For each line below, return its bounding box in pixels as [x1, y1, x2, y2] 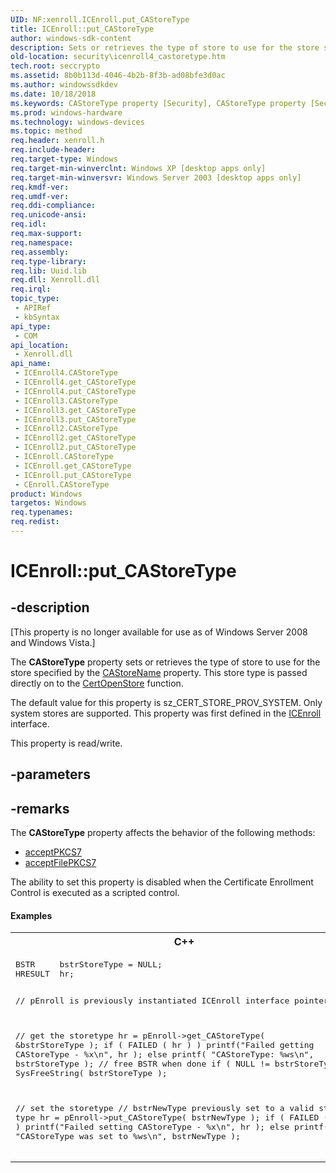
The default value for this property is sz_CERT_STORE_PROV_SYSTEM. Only [10, 696, 323, 708]
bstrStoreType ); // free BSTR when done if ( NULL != [15, 1059, 270, 1070]
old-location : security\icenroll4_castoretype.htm [10, 52, 226, 62]
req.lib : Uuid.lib [10, 266, 87, 276]
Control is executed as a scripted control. [10, 887, 180, 899]
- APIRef [14, 303, 52, 313]
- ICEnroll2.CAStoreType [14, 424, 118, 434]
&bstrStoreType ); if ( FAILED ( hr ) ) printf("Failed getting [15, 1040, 315, 1051]
